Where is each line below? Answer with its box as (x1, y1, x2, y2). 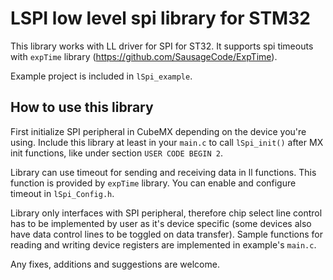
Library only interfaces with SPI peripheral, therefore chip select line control (10, 207, 323, 219)
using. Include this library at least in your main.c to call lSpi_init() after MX (10, 136, 324, 148)
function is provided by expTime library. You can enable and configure (10, 177, 297, 189)
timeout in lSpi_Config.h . (10, 187, 115, 199)
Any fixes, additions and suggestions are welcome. (10, 258, 220, 270)
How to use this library (10, 99, 154, 116)
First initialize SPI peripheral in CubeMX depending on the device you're (10, 125, 307, 137)
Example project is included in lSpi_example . (10, 70, 193, 82)
